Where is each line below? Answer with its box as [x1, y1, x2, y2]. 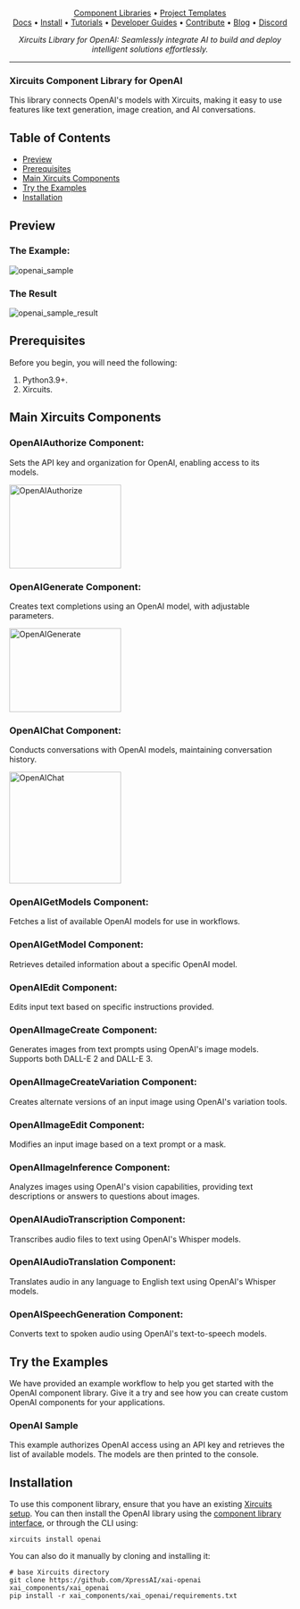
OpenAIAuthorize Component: [9, 437, 145, 450]
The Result [9, 287, 58, 299]
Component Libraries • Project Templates [73, 8, 227, 18]
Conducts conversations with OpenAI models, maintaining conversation [9, 745, 272, 755]
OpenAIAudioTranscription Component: [9, 1213, 186, 1226]
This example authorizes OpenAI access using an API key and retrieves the [9, 1439, 286, 1451]
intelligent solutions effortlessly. [91, 44, 209, 55]
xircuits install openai [9, 1535, 102, 1545]
